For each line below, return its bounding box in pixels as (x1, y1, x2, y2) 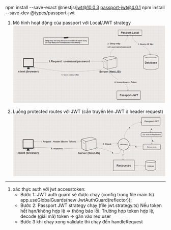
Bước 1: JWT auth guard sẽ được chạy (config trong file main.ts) (20, 192, 154, 198)
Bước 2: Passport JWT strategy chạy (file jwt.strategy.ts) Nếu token (20, 202, 162, 209)
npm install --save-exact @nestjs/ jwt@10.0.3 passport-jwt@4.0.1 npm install (5, 5, 165, 10)
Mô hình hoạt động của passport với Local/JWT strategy (12, 20, 131, 26)
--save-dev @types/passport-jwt (5, 10, 75, 16)
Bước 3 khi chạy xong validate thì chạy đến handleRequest (20, 219, 144, 225)
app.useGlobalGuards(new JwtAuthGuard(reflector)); (20, 197, 132, 203)
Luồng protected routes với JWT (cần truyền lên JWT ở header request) (12, 108, 164, 114)
